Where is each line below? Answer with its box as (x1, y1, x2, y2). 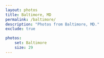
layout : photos (5, 7, 38, 13)
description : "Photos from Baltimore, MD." (5, 21, 100, 27)
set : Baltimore (14, 40, 47, 46)
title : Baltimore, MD (5, 12, 52, 17)
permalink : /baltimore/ (5, 17, 56, 22)
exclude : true (5, 26, 36, 32)
